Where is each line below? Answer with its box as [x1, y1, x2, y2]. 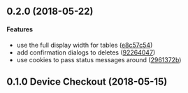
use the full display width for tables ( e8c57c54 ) [16, 41, 153, 49]
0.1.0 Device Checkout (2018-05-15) [6, 76, 168, 87]
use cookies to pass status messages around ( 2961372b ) [16, 55, 182, 64]
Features [6, 24, 33, 34]
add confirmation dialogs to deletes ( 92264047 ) [16, 48, 156, 57]
